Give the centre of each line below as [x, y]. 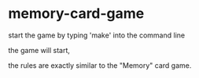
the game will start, [39, 50]
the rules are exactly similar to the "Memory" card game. [100, 65]
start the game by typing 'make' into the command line [97, 35]
